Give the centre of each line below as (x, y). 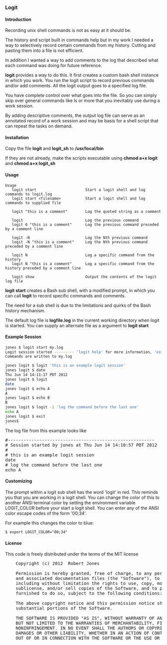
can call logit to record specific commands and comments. (65, 295)
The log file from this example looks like (46, 430)
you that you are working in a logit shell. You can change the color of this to (83, 497)
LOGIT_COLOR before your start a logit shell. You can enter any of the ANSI (82, 508)
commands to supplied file (33, 203)
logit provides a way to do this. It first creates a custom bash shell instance (82, 75)
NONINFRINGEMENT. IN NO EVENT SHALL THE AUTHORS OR (80, 628)
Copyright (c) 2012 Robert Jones (58, 564)
